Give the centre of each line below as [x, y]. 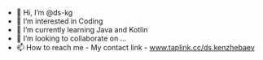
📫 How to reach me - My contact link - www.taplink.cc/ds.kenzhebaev [135, 47]
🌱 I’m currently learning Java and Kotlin [82, 30]
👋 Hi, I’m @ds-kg [44, 13]
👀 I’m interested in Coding [59, 21]
